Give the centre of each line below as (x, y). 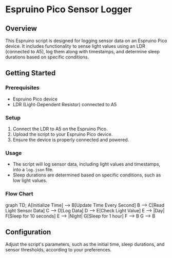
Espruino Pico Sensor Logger (69, 9)
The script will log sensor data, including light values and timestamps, (87, 164)
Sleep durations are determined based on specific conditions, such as (87, 175)
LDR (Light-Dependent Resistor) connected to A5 (65, 104)
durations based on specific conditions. (47, 57)
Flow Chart (19, 194)
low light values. (30, 181)
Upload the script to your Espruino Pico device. (63, 134)
